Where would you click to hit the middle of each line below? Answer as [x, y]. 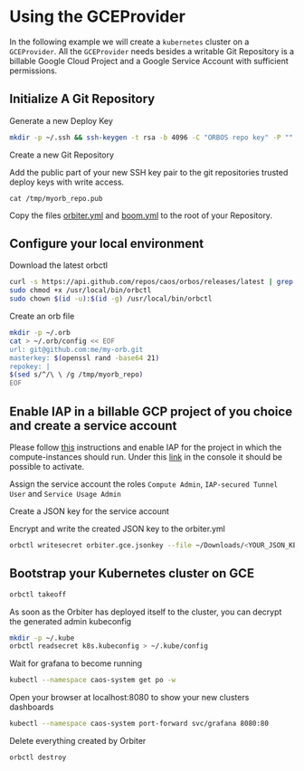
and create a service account [93, 426]
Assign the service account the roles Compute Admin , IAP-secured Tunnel [144, 484]
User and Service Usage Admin [66, 494]
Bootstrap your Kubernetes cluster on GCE [132, 573]
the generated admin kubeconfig [71, 621]
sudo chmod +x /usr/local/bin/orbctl [81, 290]
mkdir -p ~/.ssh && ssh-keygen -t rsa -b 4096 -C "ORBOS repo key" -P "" [152, 138]
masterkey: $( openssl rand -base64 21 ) [85, 358]
